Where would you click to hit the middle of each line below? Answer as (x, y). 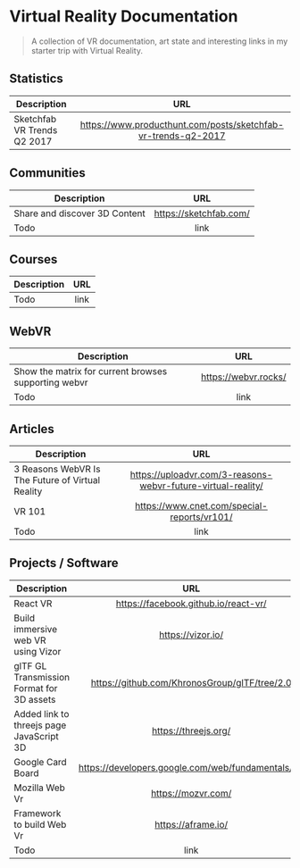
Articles (32, 429)
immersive (36, 629)
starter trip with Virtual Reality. (87, 50)
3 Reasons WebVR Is (57, 469)
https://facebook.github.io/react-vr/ (191, 603)
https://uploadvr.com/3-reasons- (201, 475)
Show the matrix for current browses (91, 371)
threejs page (40, 725)
